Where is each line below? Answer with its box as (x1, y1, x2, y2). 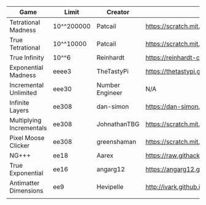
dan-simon (96, 102, 129, 111)
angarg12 (96, 165, 126, 173)
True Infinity (9, 53, 44, 62)
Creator (106, 8, 130, 16)
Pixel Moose (9, 134, 45, 142)
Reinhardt (96, 53, 124, 62)
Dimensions (9, 187, 44, 195)
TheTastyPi (96, 67, 129, 75)
